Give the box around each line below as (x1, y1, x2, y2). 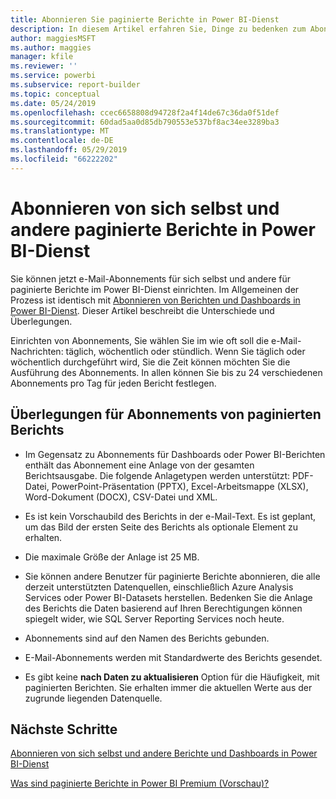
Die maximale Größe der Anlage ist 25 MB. (24, 551, 200, 563)
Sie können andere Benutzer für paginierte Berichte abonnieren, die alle (24, 570, 321, 582)
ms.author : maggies (10, 42, 92, 53)
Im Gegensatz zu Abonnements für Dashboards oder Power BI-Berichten (24, 448, 326, 460)
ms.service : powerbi (10, 71, 97, 81)
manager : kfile (10, 52, 74, 62)
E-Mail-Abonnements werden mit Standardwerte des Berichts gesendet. (24, 651, 323, 663)
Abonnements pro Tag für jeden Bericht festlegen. (10, 377, 217, 389)
